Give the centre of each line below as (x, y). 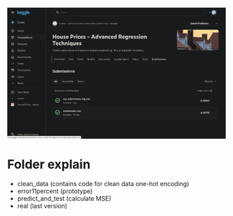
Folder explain (49, 165)
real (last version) (42, 206)
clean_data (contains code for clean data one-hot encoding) (103, 183)
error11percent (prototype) (55, 191)
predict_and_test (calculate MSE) (64, 198)
